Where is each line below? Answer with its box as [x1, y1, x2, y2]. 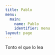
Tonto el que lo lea [5, 44, 43, 50]
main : [9, 16, 21, 21]
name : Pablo [14, 21, 39, 26]
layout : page [5, 30, 32, 35]
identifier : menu [14, 26, 50, 31]
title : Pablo [5, 7, 32, 12]
